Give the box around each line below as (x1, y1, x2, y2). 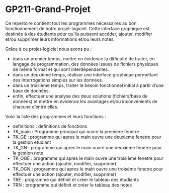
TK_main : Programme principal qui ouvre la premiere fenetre (12, 128, 139, 134)
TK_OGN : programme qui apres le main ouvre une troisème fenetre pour (12, 166, 163, 172)
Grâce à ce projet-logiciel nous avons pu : (5, 46, 92, 52)
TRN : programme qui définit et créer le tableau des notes (12, 182, 132, 188)
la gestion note (12, 150, 44, 156)
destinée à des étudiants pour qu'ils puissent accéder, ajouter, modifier (5, 31, 152, 37)
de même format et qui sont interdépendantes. (12, 66, 109, 72)
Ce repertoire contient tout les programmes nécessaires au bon (5, 20, 137, 26)
